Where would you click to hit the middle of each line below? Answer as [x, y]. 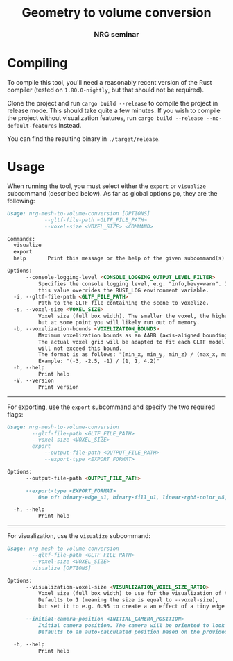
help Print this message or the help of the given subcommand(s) [119, 258]
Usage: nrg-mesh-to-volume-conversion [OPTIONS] [79, 213]
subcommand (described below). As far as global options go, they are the [112, 193]
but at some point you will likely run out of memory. [119, 323]
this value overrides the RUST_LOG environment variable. [123, 290]
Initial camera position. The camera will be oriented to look [131, 625]
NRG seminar [116, 35]
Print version [58, 387]
